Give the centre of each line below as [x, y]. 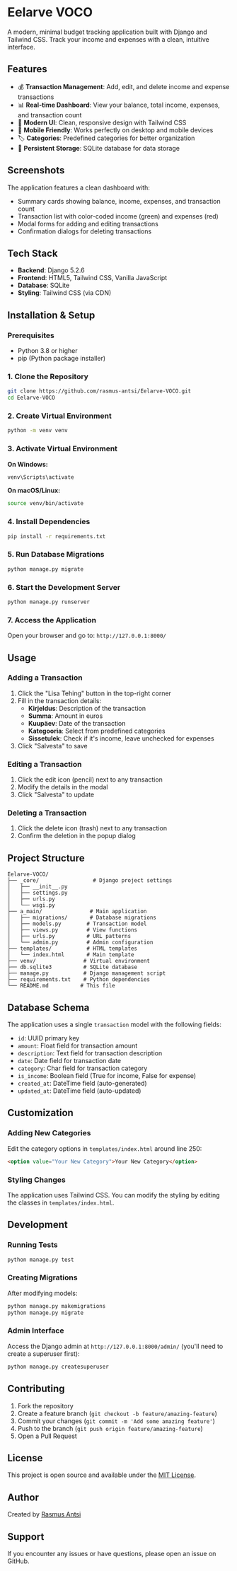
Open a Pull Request [47, 1436]
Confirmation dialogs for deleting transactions [85, 231]
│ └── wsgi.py [31, 905]
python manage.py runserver [49, 602]
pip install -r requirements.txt [57, 536]
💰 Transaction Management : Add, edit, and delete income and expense [123, 86]
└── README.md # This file [61, 986]
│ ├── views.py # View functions [73, 930]
